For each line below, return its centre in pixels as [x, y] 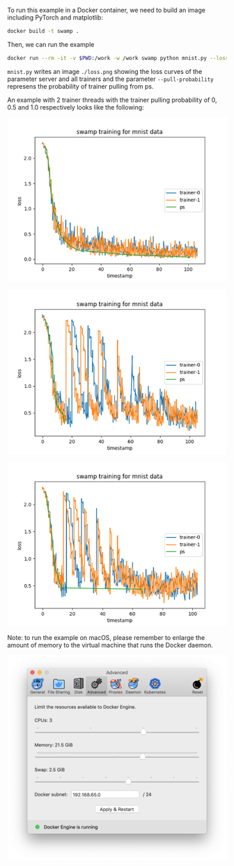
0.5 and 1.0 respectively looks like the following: [76, 107]
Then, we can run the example [51, 44]
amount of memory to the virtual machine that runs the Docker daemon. [110, 645]
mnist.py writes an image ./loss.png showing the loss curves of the [105, 71]
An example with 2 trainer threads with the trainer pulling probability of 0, [112, 100]
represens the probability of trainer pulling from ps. [80, 86]
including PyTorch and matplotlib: [55, 17]
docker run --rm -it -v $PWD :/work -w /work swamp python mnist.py [107, 58]
